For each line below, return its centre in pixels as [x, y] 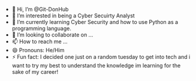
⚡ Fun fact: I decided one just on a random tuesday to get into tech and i [101, 57]
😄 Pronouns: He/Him [38, 50]
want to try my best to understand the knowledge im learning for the [96, 65]
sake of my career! [35, 72]
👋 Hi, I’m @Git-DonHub [40, 9]
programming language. [42, 28]
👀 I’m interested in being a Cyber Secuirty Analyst [73, 16]
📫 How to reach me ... [40, 41]
